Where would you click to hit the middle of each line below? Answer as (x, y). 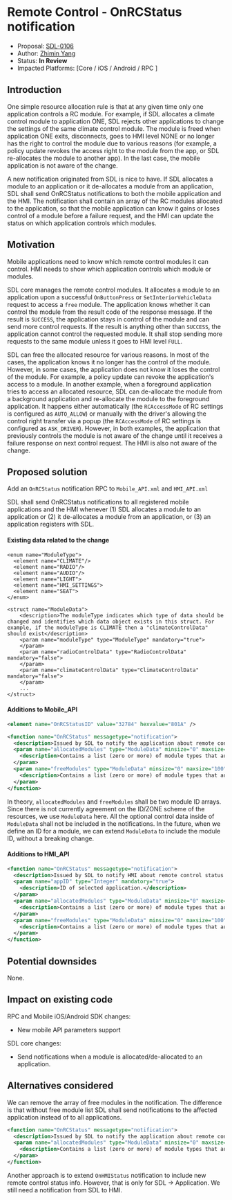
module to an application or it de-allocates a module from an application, (110, 186)
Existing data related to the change (58, 540)
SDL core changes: (35, 1043)
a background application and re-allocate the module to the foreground (108, 398)
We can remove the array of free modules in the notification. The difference (115, 1102)
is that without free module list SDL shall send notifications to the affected (112, 1110)
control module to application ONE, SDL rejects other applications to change (116, 121)
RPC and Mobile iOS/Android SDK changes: (69, 1016)
